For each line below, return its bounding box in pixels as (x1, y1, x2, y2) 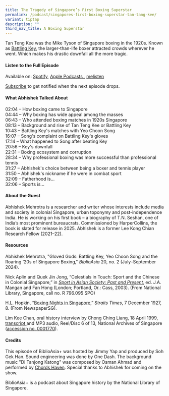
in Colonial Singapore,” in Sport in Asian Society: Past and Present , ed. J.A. (5, 279, 161, 285)
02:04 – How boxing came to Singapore (5, 106, 88, 112)
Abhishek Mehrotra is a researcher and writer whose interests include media (5, 204, 164, 210)
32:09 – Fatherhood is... (5, 176, 55, 182)
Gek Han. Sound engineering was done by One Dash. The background (5, 354, 152, 360)
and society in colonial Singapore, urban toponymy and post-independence (5, 209, 162, 215)
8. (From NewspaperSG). (5, 305, 57, 311)
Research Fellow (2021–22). (5, 231, 63, 237)
